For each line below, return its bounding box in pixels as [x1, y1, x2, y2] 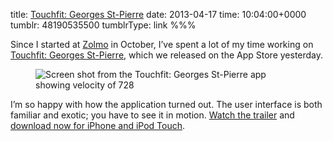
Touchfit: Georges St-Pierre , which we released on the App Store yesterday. [10, 49, 324, 61]
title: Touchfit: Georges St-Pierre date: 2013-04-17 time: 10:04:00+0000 [10, 9, 307, 20]
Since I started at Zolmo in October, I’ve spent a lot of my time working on [10, 39, 314, 50]
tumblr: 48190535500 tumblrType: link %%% [10, 19, 197, 31]
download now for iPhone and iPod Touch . [10, 120, 186, 131]
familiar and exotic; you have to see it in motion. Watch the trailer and [10, 109, 295, 121]
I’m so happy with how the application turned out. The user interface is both [10, 99, 323, 110]
